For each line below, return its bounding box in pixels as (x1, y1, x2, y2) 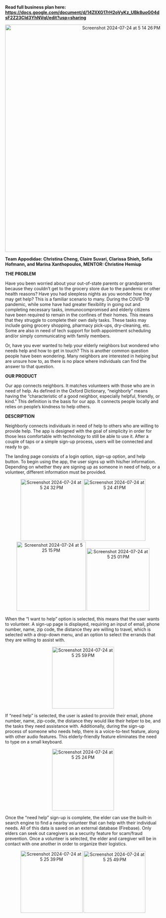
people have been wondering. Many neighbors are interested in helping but (5, 353, 159, 359)
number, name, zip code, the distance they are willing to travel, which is (5, 626, 151, 632)
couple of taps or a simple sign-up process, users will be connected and (5, 438, 153, 444)
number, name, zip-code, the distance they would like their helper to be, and (5, 718, 161, 724)
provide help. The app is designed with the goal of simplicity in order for (5, 428, 152, 434)
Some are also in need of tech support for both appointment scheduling (5, 328, 151, 333)
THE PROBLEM (5, 271, 36, 276)
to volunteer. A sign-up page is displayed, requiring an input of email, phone (5, 621, 160, 627)
